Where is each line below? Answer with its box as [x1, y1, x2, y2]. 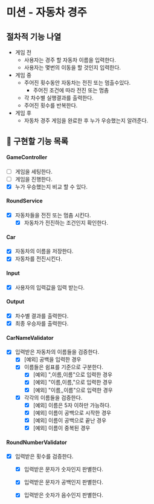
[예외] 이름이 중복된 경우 [33, 424, 91, 431]
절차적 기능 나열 [6, 31, 62, 42]
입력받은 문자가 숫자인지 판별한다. [24, 466, 104, 473]
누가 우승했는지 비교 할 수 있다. [14, 183, 88, 190]
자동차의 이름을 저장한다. [14, 248, 74, 255]
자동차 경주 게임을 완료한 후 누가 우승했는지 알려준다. [24, 117, 149, 124]
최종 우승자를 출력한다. [14, 319, 69, 327]
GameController [6, 153, 48, 161]
